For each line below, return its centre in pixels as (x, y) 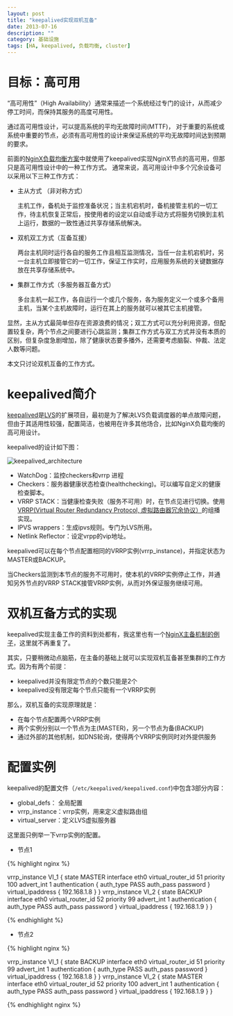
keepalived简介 (52, 394)
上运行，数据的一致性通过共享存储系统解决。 (81, 222)
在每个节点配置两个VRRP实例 (59, 719)
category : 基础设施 (33, 40)
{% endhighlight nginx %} (44, 1004)
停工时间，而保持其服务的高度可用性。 (62, 111)
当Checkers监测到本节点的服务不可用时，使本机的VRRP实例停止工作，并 (111, 574)
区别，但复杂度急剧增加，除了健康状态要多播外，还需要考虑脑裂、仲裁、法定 (116, 340)
